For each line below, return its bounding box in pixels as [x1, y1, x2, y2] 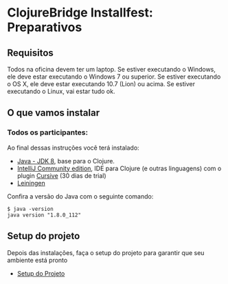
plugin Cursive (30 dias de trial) [16, 171, 106, 180]
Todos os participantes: [7, 128, 88, 137]
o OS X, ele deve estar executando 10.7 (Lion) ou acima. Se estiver [7, 80, 196, 88]
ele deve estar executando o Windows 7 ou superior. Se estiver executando [7, 72, 221, 81]
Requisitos [7, 47, 54, 59]
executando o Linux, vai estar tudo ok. [7, 88, 115, 95]
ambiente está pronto [7, 256, 68, 264]
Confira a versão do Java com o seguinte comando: [7, 192, 154, 201]
